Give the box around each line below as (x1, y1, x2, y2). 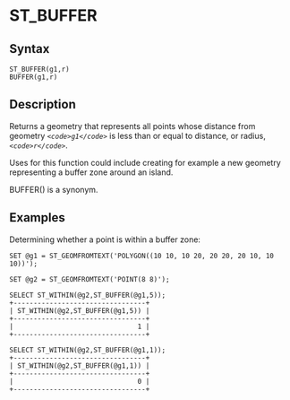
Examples (9, 210, 65, 225)
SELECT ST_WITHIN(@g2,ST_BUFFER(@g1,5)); (9, 291, 166, 300)
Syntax (9, 41, 50, 57)
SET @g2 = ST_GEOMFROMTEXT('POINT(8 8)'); (9, 274, 170, 283)
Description (9, 97, 76, 112)
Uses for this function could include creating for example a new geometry (9, 157, 282, 168)
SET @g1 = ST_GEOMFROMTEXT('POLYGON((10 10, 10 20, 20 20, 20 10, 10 (9, 251, 275, 260)
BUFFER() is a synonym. (9, 184, 98, 195)
